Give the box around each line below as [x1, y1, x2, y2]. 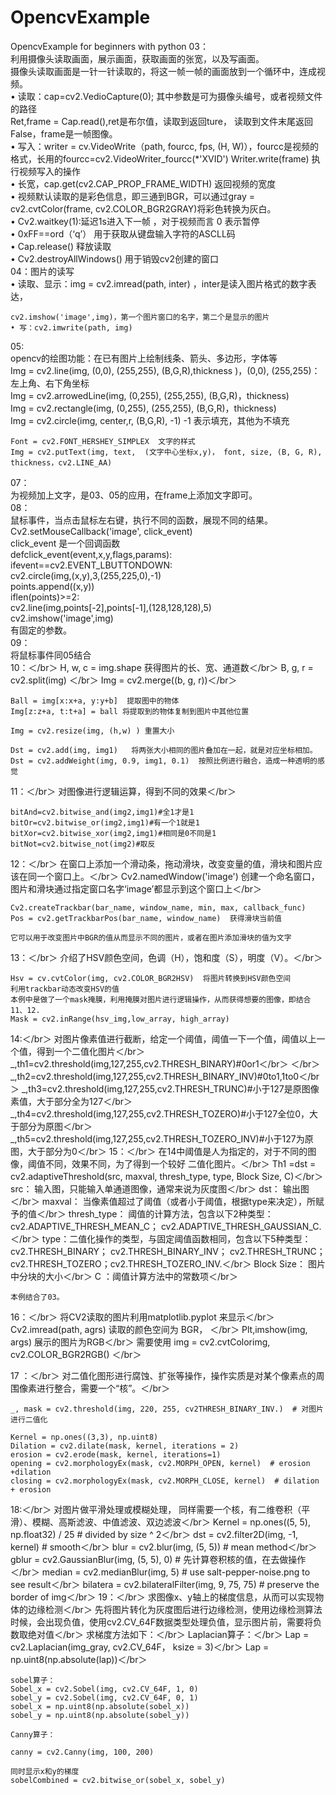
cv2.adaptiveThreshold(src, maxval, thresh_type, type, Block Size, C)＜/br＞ [10, 1170, 324, 1182]
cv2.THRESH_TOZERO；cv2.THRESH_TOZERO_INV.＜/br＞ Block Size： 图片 [10, 1257, 326, 1270]
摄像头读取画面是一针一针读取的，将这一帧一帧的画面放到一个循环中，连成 [10, 65, 317, 77]
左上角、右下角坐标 [10, 377, 90, 389]
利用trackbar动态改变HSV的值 [10, 984, 120, 994]
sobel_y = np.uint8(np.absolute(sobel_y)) [10, 1710, 190, 1720]
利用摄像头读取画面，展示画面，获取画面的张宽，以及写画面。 [10, 52, 265, 65]
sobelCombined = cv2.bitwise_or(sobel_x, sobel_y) [10, 1775, 226, 1785]
